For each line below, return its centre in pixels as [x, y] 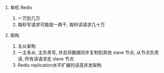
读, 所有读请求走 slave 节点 [46, 59]
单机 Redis [21, 7]
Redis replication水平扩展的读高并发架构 [60, 65]
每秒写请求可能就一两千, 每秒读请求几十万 [61, 25]
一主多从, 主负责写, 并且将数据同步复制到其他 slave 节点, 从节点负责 [88, 52]
